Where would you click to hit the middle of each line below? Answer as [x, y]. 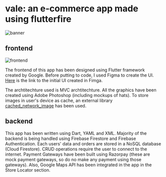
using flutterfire [38, 19]
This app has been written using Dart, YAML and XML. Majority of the [76, 133]
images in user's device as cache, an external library [59, 100]
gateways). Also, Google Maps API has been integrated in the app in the [79, 165]
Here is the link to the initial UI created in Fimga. [54, 80]
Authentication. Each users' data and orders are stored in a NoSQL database [83, 143]
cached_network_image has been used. [46, 106]
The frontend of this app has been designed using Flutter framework [75, 70]
